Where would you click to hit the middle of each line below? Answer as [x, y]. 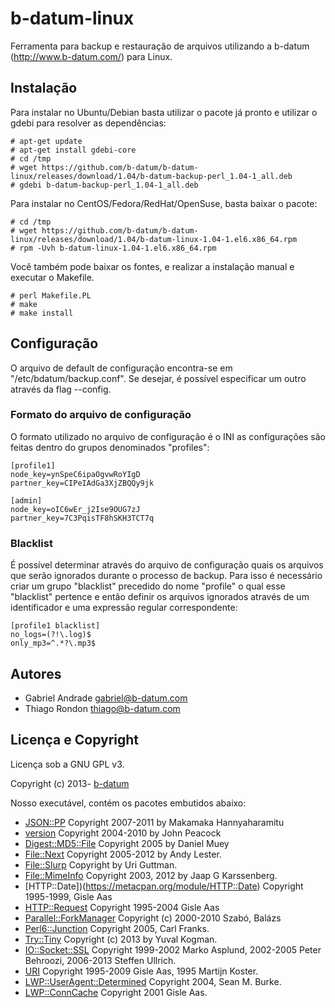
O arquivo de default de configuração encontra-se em [121, 368]
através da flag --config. [61, 389]
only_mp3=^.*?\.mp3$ [53, 643]
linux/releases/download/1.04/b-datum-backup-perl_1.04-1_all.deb [151, 176]
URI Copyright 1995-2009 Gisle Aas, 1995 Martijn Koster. [141, 971]
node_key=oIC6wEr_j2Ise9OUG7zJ [75, 509]
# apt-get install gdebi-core [73, 150]
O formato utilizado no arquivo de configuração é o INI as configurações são [168, 436]
